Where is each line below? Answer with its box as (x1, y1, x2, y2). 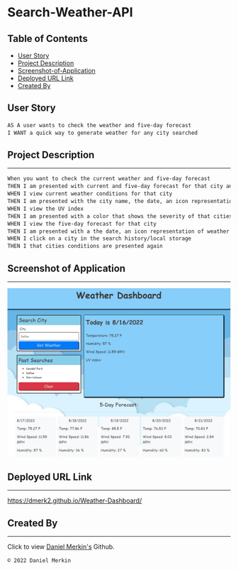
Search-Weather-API (7, 4, 133, 21)
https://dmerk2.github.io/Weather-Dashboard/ (7, 496, 142, 505)
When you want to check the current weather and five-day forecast (7, 175, 211, 182)
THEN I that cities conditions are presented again (7, 243, 163, 250)
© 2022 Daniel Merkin (7, 557, 72, 564)
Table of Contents (7, 33, 89, 45)
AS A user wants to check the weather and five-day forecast (7, 121, 192, 128)
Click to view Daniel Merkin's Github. (7, 542, 115, 551)
